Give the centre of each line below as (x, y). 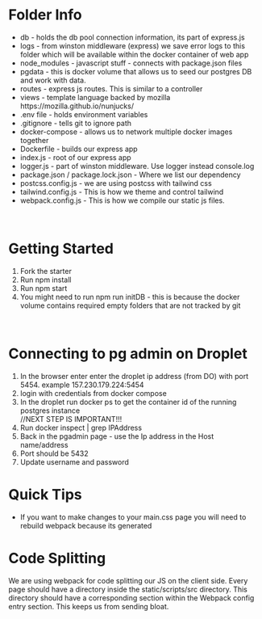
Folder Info (45, 15)
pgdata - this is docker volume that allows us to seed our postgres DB (136, 71)
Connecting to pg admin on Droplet (128, 354)
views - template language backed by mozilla (95, 97)
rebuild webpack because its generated (86, 525)
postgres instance (50, 411)
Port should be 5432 (54, 453)
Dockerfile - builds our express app (79, 149)
